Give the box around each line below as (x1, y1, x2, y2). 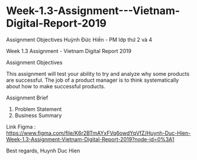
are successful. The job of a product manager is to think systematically (6, 76, 179, 84)
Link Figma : (6, 123, 36, 130)
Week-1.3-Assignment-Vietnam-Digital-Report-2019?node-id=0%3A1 (6, 135, 175, 142)
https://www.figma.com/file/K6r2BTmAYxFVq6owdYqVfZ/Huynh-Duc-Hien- (6, 129, 191, 136)
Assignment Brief (6, 94, 49, 101)
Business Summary (14, 112, 62, 119)
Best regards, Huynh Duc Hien (6, 147, 80, 154)
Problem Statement (14, 105, 62, 112)
